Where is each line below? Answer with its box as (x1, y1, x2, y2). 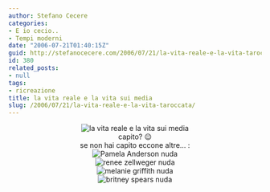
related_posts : (8, 64, 59, 72)
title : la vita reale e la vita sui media (8, 94, 153, 102)
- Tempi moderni (8, 34, 63, 43)
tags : (8, 79, 27, 87)
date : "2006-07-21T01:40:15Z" (8, 42, 110, 50)
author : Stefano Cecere (8, 11, 88, 20)
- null (8, 71, 31, 80)
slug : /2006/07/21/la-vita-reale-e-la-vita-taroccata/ (8, 101, 196, 109)
